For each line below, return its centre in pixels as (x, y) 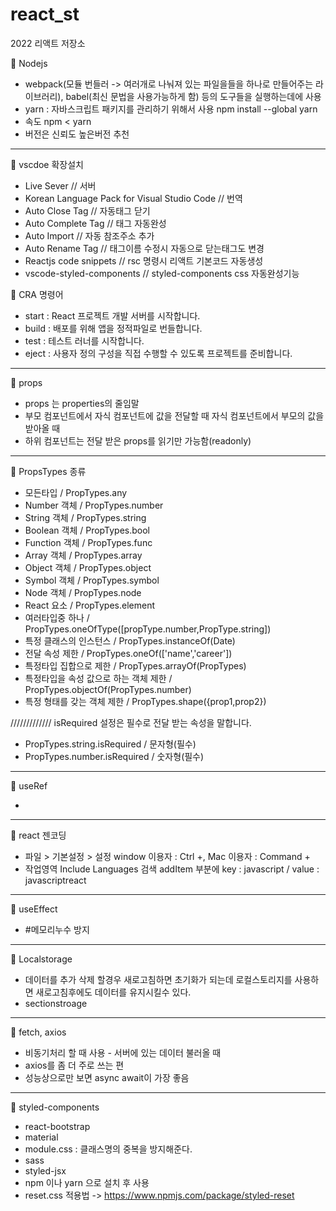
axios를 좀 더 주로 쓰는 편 (74, 1065)
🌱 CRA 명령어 (37, 294)
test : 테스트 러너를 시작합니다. (84, 340)
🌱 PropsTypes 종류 (48, 471)
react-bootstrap (57, 1126)
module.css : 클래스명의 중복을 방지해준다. (108, 1149)
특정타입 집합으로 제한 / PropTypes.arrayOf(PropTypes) (135, 665)
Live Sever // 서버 (60, 185)
